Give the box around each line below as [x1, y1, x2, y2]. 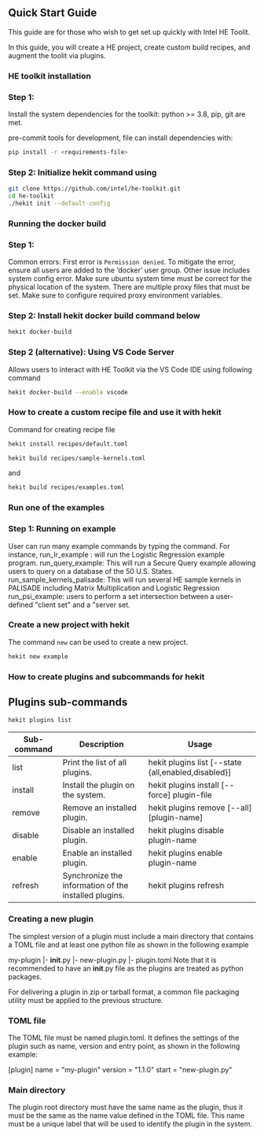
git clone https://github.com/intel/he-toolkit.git [8, 185, 181, 193]
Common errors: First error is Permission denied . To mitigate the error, [8, 257, 236, 267]
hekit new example [8, 653, 68, 661]
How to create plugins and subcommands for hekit [8, 671, 205, 682]
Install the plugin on [62, 779, 135, 790]
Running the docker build [8, 218, 107, 229]
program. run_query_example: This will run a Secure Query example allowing [8, 558, 256, 568]
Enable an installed [62, 848, 132, 859]
